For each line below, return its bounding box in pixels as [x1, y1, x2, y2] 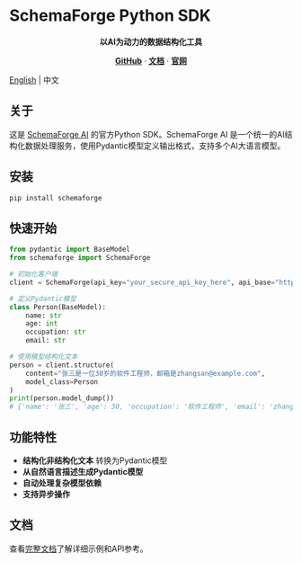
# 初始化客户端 [9, 270, 58, 279]
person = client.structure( [9, 361, 115, 370]
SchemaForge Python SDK [9, 5, 211, 26]
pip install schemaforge [9, 193, 102, 202]
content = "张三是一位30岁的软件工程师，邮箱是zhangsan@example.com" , [25, 369, 266, 378]
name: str [25, 311, 63, 320]
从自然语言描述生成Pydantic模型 [22, 466, 144, 477]
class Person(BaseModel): [9, 302, 106, 311]
